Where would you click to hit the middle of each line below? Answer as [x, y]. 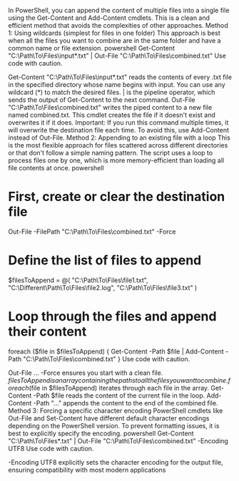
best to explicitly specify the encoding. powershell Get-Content [101, 433]
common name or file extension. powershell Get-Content [92, 48]
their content [47, 332]
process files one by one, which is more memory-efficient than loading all [116, 160]
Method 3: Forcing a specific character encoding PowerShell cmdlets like [116, 410]
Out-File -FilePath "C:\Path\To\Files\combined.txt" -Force [92, 232]
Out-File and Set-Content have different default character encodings [109, 418]
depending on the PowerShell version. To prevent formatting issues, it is [114, 425]
